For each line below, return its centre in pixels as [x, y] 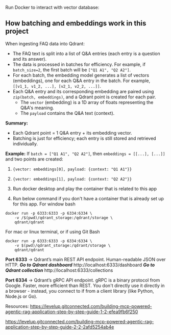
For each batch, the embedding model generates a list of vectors [81, 75]
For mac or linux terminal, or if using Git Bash [53, 231]
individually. [25, 144]
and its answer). [30, 59]
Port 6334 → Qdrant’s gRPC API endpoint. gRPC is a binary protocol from [83, 280]
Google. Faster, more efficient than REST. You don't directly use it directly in [85, 286]
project [17, 31]
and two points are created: [34, 159]
